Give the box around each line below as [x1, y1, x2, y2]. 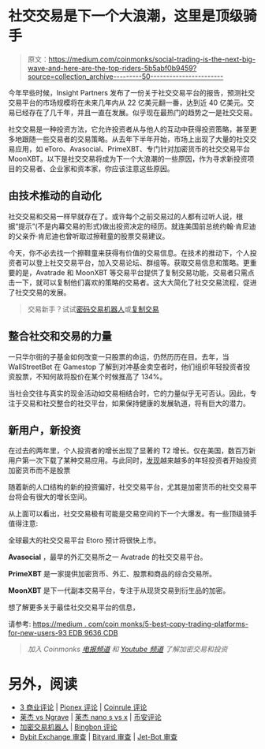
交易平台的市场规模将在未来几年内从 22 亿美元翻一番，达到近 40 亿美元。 [8, 98, 248, 107]
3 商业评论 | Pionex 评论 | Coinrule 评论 [19, 702, 147, 712]
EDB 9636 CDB [68, 628, 118, 638]
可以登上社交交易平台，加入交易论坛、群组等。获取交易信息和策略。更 [21, 258, 250, 267]
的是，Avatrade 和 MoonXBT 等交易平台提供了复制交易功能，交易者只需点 [14, 267, 255, 277]
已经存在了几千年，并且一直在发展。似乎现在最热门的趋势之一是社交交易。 [14, 107, 257, 117]
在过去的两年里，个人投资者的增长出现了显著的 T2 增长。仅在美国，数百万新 [8, 446, 256, 456]
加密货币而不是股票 [8, 466, 71, 475]
